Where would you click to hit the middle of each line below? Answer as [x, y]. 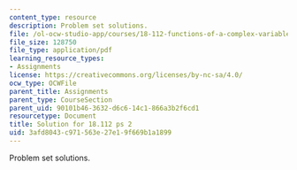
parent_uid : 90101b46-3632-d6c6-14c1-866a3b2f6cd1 [104, 108]
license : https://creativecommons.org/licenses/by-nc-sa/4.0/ [126, 75]
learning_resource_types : [57, 58]
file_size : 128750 [43, 42]
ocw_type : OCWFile [43, 83]
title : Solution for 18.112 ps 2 [71, 125]
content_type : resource [53, 17]
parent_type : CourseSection [61, 100]
